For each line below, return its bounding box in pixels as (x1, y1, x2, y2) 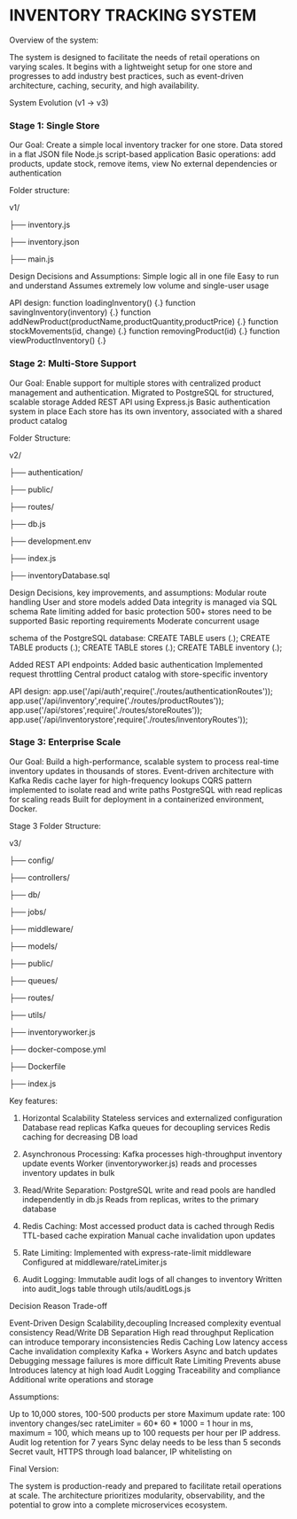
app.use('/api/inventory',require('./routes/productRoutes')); (9, 695, 224, 706)
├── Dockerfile (9, 1061, 66, 1071)
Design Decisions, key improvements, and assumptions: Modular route (9, 587, 268, 598)
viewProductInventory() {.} (9, 335, 106, 346)
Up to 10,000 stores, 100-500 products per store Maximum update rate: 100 (9, 1408, 285, 1419)
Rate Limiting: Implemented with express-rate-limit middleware (21, 1247, 252, 1257)
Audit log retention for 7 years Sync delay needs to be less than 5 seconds (9, 1437, 282, 1447)
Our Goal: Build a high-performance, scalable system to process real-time (9, 756, 279, 767)
